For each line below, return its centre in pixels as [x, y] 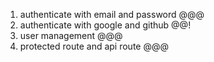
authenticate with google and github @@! [105, 25]
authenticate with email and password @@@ [112, 14]
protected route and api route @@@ [94, 46]
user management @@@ [71, 35]
